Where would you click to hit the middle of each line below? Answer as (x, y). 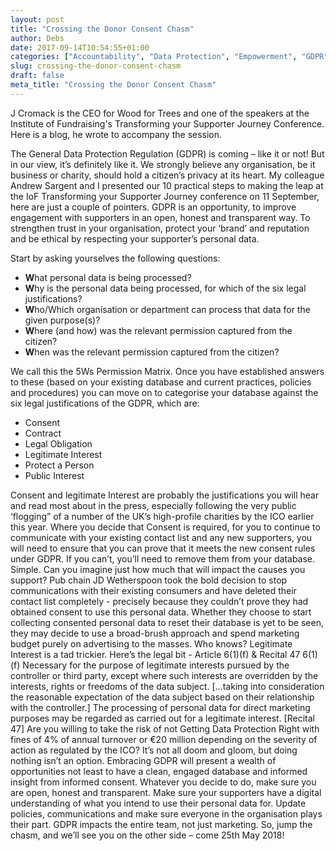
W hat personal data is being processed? (108, 277)
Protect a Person (59, 465)
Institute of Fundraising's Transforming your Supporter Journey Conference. (167, 123)
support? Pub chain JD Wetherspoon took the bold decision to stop (149, 580)
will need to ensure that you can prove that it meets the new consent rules (163, 548)
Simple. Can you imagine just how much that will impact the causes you (158, 569)
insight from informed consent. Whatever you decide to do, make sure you (163, 782)
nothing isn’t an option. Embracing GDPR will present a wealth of (143, 760)
